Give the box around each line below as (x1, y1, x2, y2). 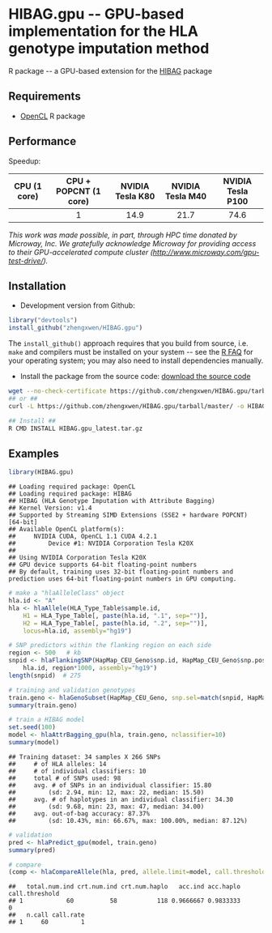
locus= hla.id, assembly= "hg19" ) (23, 627, 132, 635)
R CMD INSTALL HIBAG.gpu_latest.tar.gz (8, 424, 143, 432)
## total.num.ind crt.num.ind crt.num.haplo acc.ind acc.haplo (8, 883, 241, 891)
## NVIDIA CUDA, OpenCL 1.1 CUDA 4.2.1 (8, 532, 158, 541)
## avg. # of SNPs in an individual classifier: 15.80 (8, 781, 212, 790)
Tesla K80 (114, 190, 155, 202)
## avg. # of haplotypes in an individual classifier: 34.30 (8, 795, 233, 803)
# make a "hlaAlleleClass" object (8, 589, 125, 598)
